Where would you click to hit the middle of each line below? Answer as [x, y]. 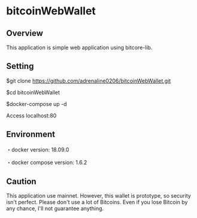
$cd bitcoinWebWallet [33, 92]
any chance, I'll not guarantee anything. [55, 208]
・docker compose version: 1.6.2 [47, 162]
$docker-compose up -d [37, 104]
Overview [25, 33]
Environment [31, 134]
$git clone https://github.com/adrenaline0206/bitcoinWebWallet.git [89, 81]
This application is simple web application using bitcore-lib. [79, 47]
